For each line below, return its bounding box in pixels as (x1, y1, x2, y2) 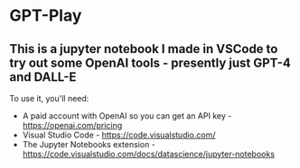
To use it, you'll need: (9, 93, 89, 103)
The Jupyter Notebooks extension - (22, 139, 156, 149)
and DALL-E (9, 69, 77, 84)
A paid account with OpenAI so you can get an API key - (22, 111, 232, 121)
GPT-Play (9, 5, 82, 26)
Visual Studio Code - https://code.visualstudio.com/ (22, 129, 216, 140)
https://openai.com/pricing (22, 120, 123, 130)
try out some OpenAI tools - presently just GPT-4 (9, 55, 292, 70)
